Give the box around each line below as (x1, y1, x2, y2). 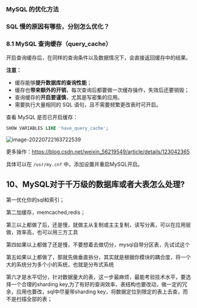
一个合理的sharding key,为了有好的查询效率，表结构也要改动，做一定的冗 (11, 280, 188, 287)
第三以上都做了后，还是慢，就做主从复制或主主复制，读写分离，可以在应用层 (6, 221, 191, 228)
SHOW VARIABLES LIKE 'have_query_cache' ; (6, 125, 109, 132)
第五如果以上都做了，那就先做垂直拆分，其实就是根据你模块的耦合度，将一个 (6, 253, 191, 260)
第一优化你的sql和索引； (6, 196, 65, 203)
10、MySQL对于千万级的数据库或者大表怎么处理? (6, 179, 185, 189)
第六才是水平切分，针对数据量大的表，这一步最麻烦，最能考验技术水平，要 (6, 273, 186, 280)
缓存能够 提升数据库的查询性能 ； (14, 79, 92, 86)
